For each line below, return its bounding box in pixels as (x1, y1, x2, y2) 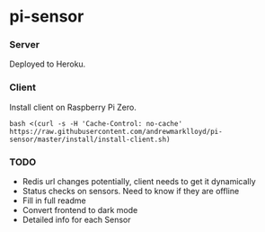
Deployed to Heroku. (9, 58, 86, 69)
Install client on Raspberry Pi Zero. (9, 102, 137, 112)
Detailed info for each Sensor (22, 214, 132, 226)
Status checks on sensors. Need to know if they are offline (22, 186, 240, 197)
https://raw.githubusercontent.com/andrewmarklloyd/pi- (9, 127, 223, 136)
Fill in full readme (22, 195, 87, 206)
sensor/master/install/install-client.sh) (9, 135, 171, 144)
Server (9, 39, 40, 51)
